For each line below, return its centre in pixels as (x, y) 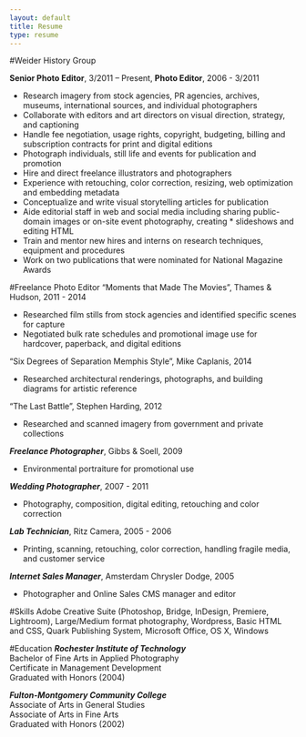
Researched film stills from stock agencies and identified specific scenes (160, 315)
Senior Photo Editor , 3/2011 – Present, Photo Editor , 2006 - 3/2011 (134, 78)
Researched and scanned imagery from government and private (143, 424)
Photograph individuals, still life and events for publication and (139, 154)
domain (37, 222)
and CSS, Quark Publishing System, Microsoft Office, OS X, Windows (139, 631)
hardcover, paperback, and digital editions (102, 344)
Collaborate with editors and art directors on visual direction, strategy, (154, 116)
